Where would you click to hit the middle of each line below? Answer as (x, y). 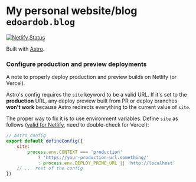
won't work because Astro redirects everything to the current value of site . (98, 107)
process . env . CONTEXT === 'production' (75, 152)
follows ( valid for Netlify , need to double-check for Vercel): (78, 125)
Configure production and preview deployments (76, 64)
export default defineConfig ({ (45, 141)
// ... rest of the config (50, 168)
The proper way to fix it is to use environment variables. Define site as (92, 118)
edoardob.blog (41, 22)
